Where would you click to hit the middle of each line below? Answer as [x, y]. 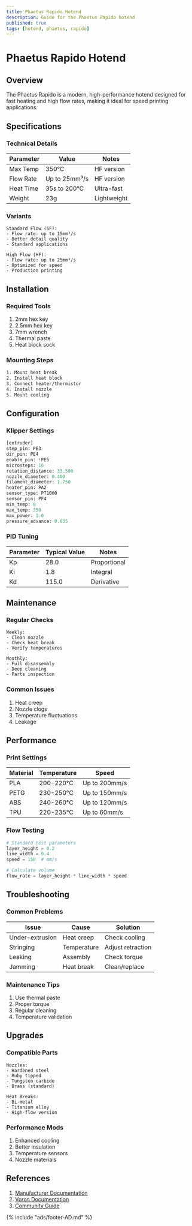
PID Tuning [22, 536]
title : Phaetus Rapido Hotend [44, 12]
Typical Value [65, 552]
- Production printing [34, 271]
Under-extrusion [33, 937]
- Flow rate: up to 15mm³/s [41, 234]
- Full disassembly [31, 664]
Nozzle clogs [31, 709]
